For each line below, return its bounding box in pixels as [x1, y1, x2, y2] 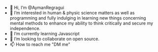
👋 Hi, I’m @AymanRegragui [9, 5, 64, 10]
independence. [9, 26, 41, 31]
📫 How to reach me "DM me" [9, 42, 70, 47]
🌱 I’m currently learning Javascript [9, 31, 80, 36]
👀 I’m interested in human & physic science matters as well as [9, 10, 135, 16]
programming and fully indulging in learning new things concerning [9, 15, 146, 21]
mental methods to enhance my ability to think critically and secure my [9, 20, 154, 26]
